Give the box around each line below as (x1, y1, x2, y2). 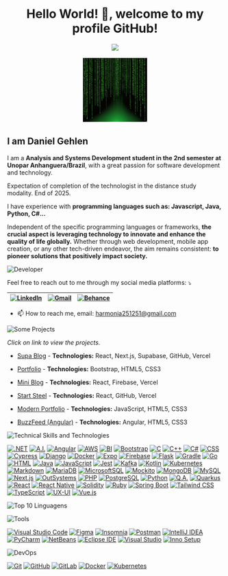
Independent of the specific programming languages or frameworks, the (7, 223, 212, 231)
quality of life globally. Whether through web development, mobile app (7, 237, 209, 245)
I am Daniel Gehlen (7, 136, 89, 147)
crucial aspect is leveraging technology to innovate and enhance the (7, 229, 206, 238)
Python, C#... (7, 209, 46, 218)
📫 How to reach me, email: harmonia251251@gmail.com (16, 309, 177, 317)
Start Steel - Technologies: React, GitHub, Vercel (16, 391, 157, 399)
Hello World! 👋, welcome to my (26, 6, 204, 22)
